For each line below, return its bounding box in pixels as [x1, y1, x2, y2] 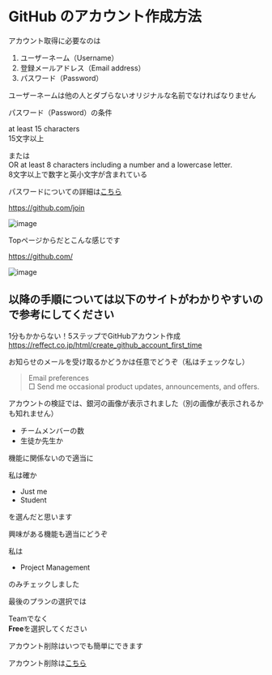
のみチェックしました [8, 579, 79, 588]
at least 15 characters [8, 123, 80, 134]
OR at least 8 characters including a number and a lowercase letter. [8, 160, 233, 169]
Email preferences [28, 373, 89, 382]
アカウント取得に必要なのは [8, 36, 101, 45]
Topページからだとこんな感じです [8, 235, 121, 245]
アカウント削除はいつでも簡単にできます [8, 641, 143, 651]
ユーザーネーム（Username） [19, 53, 119, 62]
